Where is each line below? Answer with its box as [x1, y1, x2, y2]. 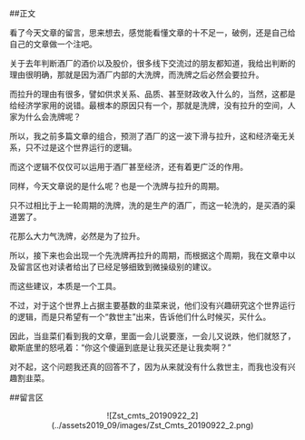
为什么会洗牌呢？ [16, 112, 82, 122]
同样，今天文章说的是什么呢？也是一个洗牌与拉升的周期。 [9, 181, 224, 191]
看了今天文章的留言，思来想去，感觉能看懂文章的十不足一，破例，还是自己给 [9, 27, 296, 38]
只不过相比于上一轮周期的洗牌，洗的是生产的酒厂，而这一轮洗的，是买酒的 [9, 200, 288, 211]
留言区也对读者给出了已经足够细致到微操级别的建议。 [16, 262, 216, 272]
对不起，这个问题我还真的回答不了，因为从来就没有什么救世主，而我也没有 [9, 362, 288, 372]
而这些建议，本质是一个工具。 [9, 281, 121, 291]
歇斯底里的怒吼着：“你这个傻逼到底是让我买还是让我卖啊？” [9, 342, 231, 353]
